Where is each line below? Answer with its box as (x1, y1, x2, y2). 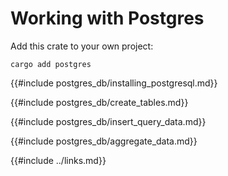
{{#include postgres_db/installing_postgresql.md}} (10, 77, 218, 89)
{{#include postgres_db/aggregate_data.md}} (10, 135, 198, 147)
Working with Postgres (10, 7, 205, 30)
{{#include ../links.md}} (10, 154, 107, 166)
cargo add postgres (10, 59, 92, 69)
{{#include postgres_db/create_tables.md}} (10, 96, 189, 108)
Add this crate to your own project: (10, 40, 154, 52)
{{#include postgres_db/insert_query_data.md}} (10, 115, 207, 127)
